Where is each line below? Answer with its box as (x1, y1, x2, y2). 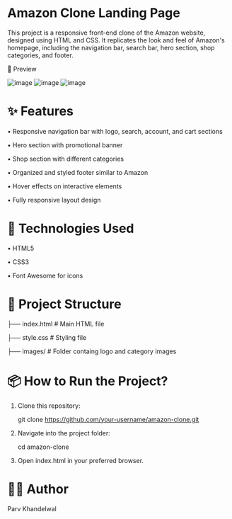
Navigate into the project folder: (17, 428, 111, 437)
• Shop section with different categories (7, 154, 124, 163)
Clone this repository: (17, 401, 81, 410)
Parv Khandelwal (7, 504, 57, 513)
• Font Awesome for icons (7, 271, 83, 280)
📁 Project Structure (7, 296, 122, 312)
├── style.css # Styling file (7, 333, 87, 341)
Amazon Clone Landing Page (7, 5, 180, 21)
